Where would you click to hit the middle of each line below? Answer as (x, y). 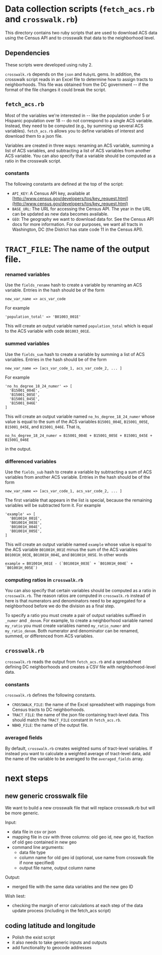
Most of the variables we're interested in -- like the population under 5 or (78, 115)
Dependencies (27, 53)
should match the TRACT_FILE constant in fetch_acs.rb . (67, 720)
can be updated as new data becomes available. (60, 214)
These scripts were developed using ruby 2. (49, 65)
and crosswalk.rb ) (42, 19)
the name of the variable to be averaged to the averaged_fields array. (74, 759)
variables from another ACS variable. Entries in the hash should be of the (78, 477)
